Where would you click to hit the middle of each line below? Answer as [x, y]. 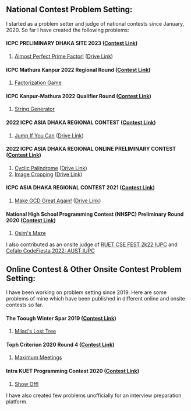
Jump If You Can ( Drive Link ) [49, 135]
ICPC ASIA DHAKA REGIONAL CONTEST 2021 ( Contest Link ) [81, 188]
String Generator [35, 109]
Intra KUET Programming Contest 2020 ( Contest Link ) [73, 371]
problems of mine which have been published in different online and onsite [95, 299]
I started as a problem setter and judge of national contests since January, [95, 23]
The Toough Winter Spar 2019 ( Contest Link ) [61, 318]
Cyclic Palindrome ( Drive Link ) [51, 168]
